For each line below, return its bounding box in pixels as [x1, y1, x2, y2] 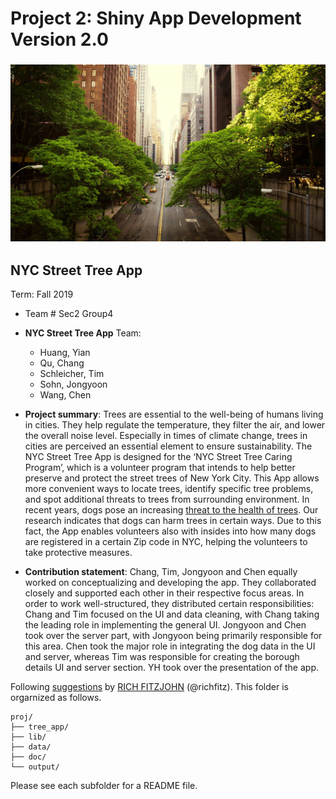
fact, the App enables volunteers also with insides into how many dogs [24, 525, 317, 537]
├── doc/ [10, 752, 47, 762]
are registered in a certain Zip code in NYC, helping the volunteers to [24, 535, 308, 547]
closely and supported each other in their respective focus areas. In [24, 587, 305, 599]
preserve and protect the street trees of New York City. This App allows [24, 472, 320, 484]
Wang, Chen [39, 388, 92, 401]
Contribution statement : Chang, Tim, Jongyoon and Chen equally [24, 565, 298, 577]
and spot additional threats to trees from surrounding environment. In [24, 493, 310, 505]
